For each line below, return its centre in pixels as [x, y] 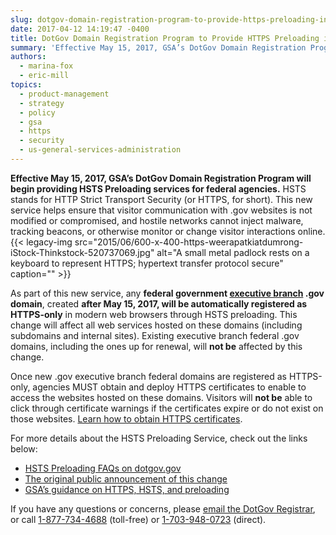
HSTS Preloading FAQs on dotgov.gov [103, 468]
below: [24, 448]
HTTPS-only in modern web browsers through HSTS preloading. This [154, 314]
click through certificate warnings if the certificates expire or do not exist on [167, 408]
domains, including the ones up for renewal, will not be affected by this [156, 346]
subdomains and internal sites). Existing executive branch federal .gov [155, 335]
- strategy [42, 103]
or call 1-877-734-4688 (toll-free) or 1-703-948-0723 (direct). [138, 519]
